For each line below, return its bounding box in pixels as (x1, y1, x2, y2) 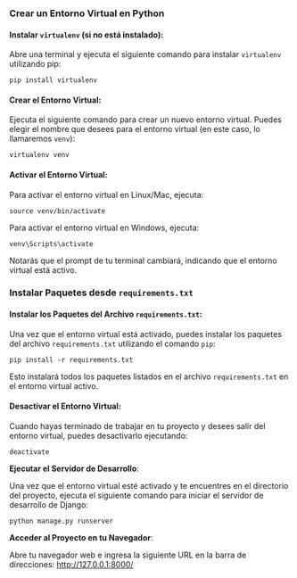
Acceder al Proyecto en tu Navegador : (9, 532, 153, 542)
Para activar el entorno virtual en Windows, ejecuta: (9, 222, 200, 233)
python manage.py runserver (9, 516, 114, 525)
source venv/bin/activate (9, 206, 105, 216)
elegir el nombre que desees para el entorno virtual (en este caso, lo (9, 124, 260, 135)
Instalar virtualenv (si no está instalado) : (9, 29, 164, 40)
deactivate (9, 447, 50, 457)
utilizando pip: (9, 59, 62, 70)
